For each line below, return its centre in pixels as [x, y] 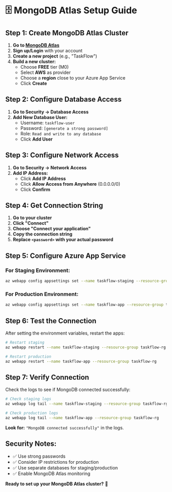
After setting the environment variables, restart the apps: [65, 333]
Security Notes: [31, 444]
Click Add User [36, 139]
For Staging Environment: [38, 270]
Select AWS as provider [45, 72]
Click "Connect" [30, 223]
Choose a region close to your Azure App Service [73, 78]
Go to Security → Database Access [50, 112]
